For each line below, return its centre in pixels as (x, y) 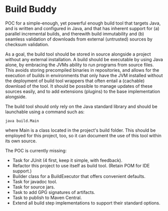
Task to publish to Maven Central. (47, 197)
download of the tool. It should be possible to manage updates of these (79, 86)
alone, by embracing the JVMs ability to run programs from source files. (79, 65)
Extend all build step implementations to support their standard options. (86, 203)
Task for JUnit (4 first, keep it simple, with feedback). (67, 160)
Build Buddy (31, 9)
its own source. (21, 141)
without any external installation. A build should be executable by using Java (84, 59)
